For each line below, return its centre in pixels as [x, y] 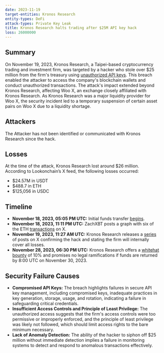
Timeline [19, 207]
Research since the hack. [31, 139]
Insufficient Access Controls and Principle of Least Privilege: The [80, 309]
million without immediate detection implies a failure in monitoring [78, 340]
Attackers [20, 122]
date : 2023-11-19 [23, 10]
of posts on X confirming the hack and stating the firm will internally [81, 240]
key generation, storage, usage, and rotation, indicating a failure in [79, 298]
